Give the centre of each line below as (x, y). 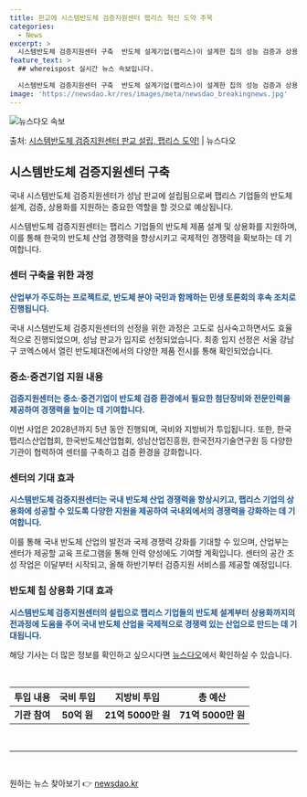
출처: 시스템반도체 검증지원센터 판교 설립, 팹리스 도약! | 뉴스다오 (123, 140)
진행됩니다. (30, 308)
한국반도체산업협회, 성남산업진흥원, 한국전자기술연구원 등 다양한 (179, 441)
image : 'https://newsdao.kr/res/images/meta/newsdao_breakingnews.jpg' (148, 94)
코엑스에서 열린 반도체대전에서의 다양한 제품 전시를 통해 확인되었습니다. (146, 351)
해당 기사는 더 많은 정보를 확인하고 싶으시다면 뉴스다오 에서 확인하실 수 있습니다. (151, 654)
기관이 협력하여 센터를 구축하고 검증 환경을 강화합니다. (106, 452)
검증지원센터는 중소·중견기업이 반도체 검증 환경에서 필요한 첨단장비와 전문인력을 (150, 398)
